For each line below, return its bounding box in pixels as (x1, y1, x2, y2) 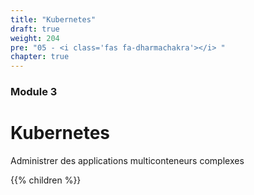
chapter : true (10, 52, 70, 62)
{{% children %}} (10, 174, 82, 186)
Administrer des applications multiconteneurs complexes (10, 154, 245, 166)
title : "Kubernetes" (10, 14, 97, 25)
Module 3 (10, 85, 58, 99)
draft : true (10, 24, 60, 34)
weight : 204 (10, 33, 60, 43)
